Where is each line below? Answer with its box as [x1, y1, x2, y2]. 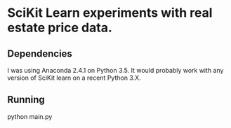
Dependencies [7, 48, 72, 59]
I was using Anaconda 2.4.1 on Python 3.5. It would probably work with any [7, 66, 224, 74]
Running [7, 94, 46, 106]
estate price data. [7, 20, 112, 36]
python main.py [7, 112, 53, 120]
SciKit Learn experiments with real [7, 5, 213, 21]
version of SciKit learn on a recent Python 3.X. [7, 73, 142, 82]
